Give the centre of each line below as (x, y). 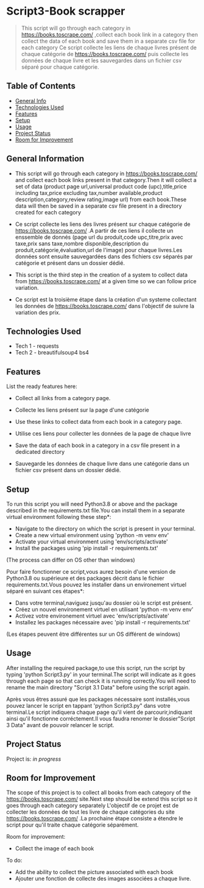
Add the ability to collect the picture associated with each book (94, 872)
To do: (14, 861)
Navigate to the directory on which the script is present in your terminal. (105, 529)
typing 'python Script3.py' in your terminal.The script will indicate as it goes (101, 674)
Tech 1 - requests (37, 346)
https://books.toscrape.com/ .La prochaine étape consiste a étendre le (95, 819)
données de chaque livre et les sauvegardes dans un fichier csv (101, 60)
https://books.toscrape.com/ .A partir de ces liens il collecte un (94, 230)
